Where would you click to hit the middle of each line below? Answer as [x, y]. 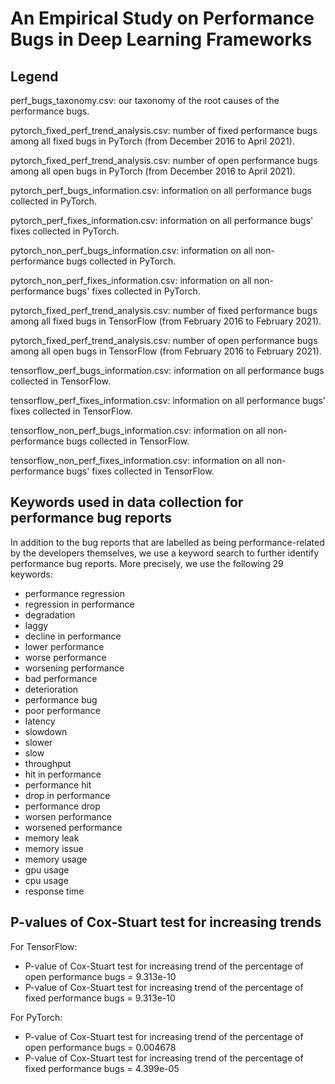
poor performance [62, 710]
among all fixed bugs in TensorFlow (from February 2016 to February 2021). [166, 321]
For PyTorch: [36, 1017]
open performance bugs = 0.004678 [100, 1047]
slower [38, 742]
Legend [34, 76]
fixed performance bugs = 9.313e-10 [100, 998]
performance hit [58, 784]
